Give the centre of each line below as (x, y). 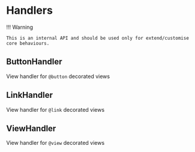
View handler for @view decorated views (55, 143)
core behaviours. (28, 43)
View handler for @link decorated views (55, 109)
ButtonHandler (34, 62)
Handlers (29, 11)
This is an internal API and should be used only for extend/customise (97, 38)
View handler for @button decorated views (58, 76)
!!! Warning (19, 27)
